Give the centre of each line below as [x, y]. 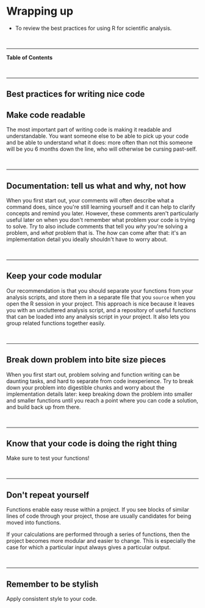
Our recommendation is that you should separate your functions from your [100, 290]
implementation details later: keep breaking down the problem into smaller [99, 394]
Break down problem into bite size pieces [86, 360]
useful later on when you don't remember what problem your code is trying [101, 220]
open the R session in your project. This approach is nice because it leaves [100, 304]
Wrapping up [40, 11]
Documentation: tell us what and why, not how [96, 186]
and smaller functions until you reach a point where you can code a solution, [102, 400]
